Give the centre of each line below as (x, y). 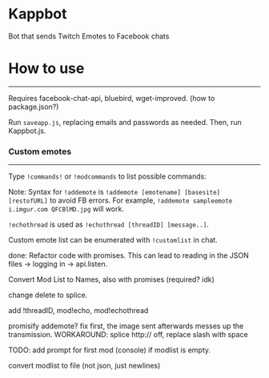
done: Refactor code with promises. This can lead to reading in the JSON (129, 255)
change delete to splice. (48, 295)
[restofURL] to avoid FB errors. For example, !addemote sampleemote (120, 200)
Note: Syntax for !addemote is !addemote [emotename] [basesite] (114, 192)
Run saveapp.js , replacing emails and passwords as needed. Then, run (125, 122)
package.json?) (34, 107)
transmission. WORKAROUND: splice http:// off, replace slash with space (128, 335)
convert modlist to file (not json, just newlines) (84, 366)
